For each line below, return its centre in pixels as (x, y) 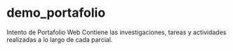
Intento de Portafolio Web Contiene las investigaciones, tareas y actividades (116, 32)
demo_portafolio (56, 13)
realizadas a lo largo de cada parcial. (60, 39)
